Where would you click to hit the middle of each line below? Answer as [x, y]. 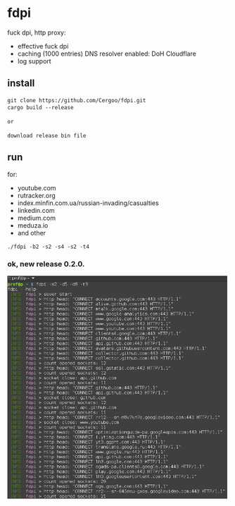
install [21, 84]
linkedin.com [36, 210]
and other [32, 233]
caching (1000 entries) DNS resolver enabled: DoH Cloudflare [107, 54]
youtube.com [37, 187]
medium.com [37, 218]
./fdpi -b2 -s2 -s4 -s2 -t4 [49, 247]
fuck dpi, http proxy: [37, 32]
